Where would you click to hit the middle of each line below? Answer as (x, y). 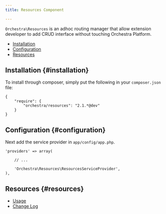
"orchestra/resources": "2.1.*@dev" (62, 106)
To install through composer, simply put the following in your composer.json (83, 82)
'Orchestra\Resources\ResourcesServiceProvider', (67, 169)
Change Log (25, 206)
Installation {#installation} (47, 70)
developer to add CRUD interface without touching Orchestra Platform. (78, 34)
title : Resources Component (35, 10)
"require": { (28, 101)
